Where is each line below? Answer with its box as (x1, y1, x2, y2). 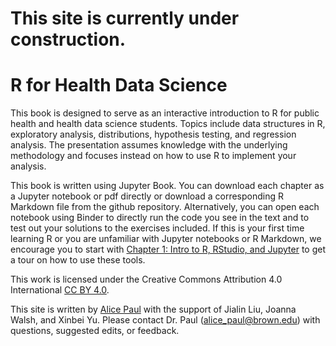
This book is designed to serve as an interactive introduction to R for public (10, 107, 320, 119)
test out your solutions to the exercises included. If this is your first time (10, 222, 305, 234)
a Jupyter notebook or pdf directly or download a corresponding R (10, 190, 284, 202)
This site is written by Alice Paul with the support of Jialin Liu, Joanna (10, 303, 297, 316)
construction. (10, 28, 127, 51)
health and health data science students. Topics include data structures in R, (10, 118, 326, 130)
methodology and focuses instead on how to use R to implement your (10, 150, 297, 162)
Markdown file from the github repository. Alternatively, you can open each (10, 201, 320, 213)
